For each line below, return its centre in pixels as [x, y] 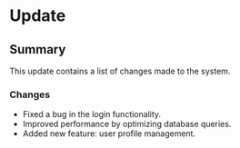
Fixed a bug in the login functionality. [92, 114]
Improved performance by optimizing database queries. [127, 124]
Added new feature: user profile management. [109, 133]
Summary [38, 49]
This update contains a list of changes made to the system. [120, 71]
